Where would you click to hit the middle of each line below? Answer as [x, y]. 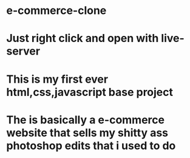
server [23, 51]
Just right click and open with [83, 39]
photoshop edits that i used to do [91, 146]
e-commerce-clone [56, 11]
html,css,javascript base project [90, 92]
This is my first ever [57, 79]
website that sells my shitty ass [87, 133]
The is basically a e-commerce [86, 120]
